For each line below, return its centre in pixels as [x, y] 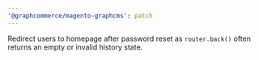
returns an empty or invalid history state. [75, 47]
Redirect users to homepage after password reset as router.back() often [129, 38]
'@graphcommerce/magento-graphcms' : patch [80, 16]
